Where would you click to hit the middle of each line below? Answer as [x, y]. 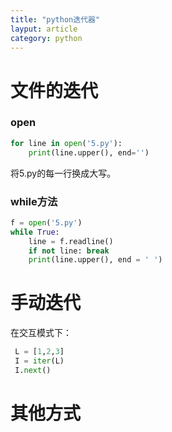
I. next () [33, 370]
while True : [35, 232]
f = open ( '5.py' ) [46, 222]
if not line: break [69, 251]
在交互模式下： [41, 333]
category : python [46, 38]
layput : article [44, 29]
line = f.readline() [71, 241]
